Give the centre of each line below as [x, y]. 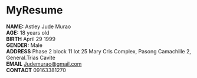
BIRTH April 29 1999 [31, 39]
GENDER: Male [24, 45]
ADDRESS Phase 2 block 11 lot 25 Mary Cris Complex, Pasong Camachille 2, [99, 51]
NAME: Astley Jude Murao [39, 26]
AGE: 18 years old [28, 32]
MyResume [35, 10]
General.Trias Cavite [31, 57]
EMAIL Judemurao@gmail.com [44, 64]
